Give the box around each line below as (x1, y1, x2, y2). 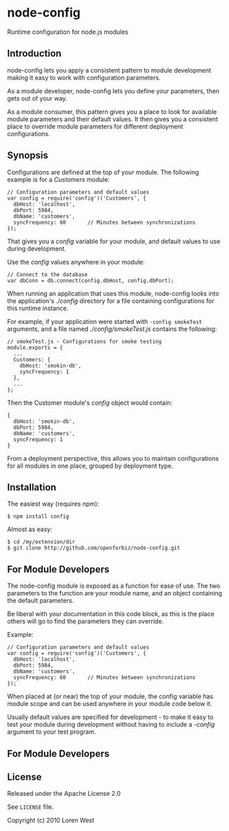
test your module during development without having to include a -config (7, 720, 215, 729)
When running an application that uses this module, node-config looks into (7, 289, 219, 298)
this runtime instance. (7, 304, 69, 312)
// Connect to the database (7, 271, 88, 278)
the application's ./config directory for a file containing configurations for (7, 296, 215, 305)
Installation (7, 481, 57, 493)
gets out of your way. (7, 94, 68, 102)
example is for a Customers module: (7, 175, 110, 184)
